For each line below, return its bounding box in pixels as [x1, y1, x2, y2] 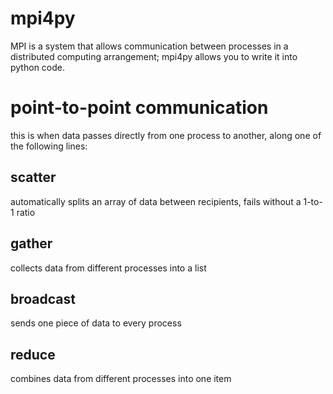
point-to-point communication [10, 97, 269, 119]
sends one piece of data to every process [10, 317, 182, 329]
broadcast [10, 290, 76, 307]
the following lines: [10, 140, 88, 152]
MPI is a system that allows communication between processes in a [10, 40, 289, 52]
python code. [10, 61, 65, 73]
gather [10, 235, 53, 252]
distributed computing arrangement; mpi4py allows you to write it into [10, 50, 298, 62]
